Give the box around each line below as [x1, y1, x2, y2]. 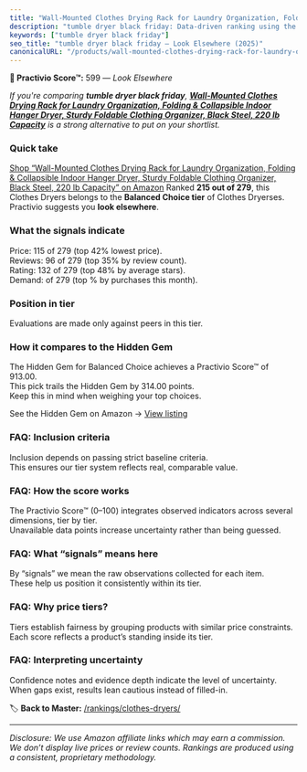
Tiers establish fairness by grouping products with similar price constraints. [9, 621, 294, 632]
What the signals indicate [9, 225, 125, 238]
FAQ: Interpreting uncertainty [9, 654, 143, 667]
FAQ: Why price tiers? [9, 600, 109, 613]
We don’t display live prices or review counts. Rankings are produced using [9, 742, 294, 753]
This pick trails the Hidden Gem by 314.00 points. [9, 381, 195, 392]
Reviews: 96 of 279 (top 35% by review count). [9, 255, 187, 266]
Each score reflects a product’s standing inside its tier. [9, 631, 214, 642]
